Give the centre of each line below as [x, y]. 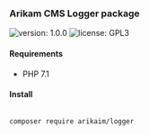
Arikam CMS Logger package [75, 13]
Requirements [36, 53]
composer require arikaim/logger [72, 121]
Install [21, 94]
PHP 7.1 [35, 74]
